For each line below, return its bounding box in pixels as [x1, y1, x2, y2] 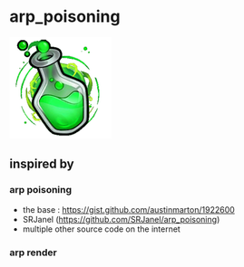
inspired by [9, 157, 74, 172]
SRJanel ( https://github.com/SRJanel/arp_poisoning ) [22, 214, 220, 224]
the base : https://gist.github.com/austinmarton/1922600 [22, 204, 236, 215]
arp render [9, 246, 57, 259]
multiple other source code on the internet [22, 224, 181, 234]
